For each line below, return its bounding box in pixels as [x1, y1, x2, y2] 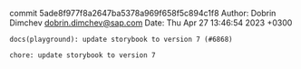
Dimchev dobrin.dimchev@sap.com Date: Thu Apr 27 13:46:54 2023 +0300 [9, 17, 293, 28]
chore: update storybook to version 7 [9, 51, 156, 60]
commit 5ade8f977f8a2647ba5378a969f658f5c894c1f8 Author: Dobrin [9, 8, 277, 18]
